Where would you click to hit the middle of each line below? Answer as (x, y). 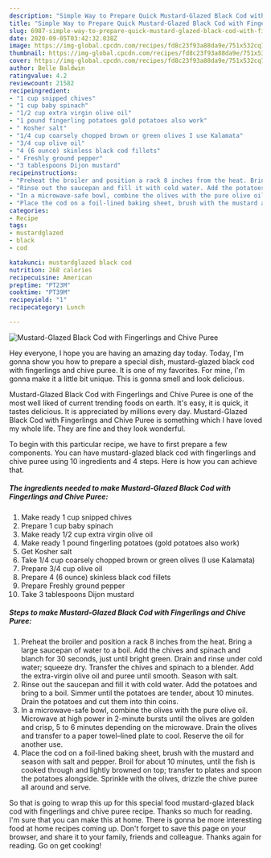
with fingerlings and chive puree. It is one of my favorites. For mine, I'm (127, 370)
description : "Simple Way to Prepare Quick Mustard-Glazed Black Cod (128, 16)
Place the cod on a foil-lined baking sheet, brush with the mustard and (137, 752)
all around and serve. (56, 787)
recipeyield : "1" (38, 300)
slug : (18, 31)
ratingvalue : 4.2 (38, 76)
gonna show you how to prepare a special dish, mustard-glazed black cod (132, 361)
